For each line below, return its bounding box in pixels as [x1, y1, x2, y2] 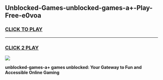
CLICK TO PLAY [5, 26, 43, 33]
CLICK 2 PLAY [5, 44, 39, 51]
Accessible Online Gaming [5, 69, 60, 75]
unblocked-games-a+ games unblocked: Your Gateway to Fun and [5, 64, 142, 70]
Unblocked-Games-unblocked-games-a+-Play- [5, 4, 153, 12]
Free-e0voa [5, 12, 41, 20]
